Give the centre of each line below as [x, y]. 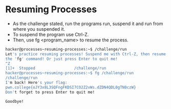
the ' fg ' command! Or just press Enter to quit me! [61, 59]
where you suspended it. [39, 29]
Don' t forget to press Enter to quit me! [50, 92]
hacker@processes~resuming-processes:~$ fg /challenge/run [70, 73]
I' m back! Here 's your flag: [36, 83]
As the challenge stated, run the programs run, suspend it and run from [88, 24]
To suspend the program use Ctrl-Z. [51, 34]
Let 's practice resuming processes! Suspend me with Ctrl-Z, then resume [86, 54]
